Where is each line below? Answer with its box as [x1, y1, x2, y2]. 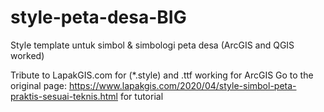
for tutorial [119, 90, 164, 102]
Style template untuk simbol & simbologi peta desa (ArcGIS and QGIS [10, 39, 295, 51]
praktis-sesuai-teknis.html [10, 90, 118, 102]
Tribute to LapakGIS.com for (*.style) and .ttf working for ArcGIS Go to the [10, 69, 314, 81]
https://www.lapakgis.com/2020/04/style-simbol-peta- [68, 79, 297, 91]
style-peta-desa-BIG [10, 6, 187, 29]
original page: [10, 79, 67, 91]
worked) [10, 49, 45, 61]
